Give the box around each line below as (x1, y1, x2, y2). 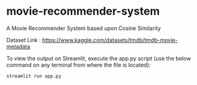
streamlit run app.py (6, 73, 62, 79)
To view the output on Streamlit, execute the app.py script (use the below (6, 54, 191, 62)
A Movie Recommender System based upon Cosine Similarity (6, 24, 161, 32)
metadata (6, 43, 31, 50)
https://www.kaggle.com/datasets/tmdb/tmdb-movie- (42, 36, 178, 43)
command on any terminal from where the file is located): (6, 61, 151, 68)
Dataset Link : (6, 36, 41, 43)
